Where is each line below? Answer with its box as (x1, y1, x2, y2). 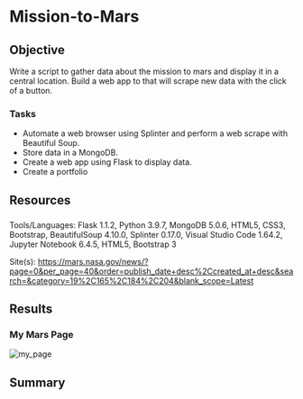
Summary (9, 375, 66, 390)
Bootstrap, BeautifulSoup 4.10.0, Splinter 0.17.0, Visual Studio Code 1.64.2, (9, 229, 283, 240)
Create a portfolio (22, 167, 88, 177)
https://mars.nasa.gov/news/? (37, 256, 149, 267)
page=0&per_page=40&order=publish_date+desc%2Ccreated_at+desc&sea (9, 266, 294, 277)
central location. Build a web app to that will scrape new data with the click (9, 76, 287, 86)
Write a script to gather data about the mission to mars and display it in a (9, 66, 280, 77)
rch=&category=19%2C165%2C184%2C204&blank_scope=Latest (9, 275, 254, 286)
